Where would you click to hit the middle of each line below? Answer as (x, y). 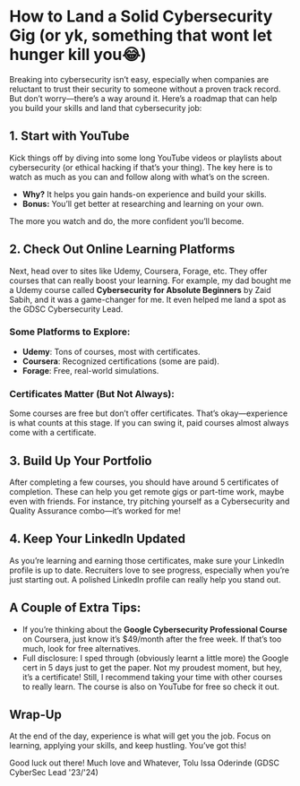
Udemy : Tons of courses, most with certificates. (111, 351)
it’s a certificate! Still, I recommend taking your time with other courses (153, 677)
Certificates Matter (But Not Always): (92, 393)
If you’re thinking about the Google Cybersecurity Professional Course (155, 629)
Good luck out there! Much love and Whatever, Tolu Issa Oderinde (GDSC (145, 763)
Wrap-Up (36, 714)
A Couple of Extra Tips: (75, 608)
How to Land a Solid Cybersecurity (141, 17)
